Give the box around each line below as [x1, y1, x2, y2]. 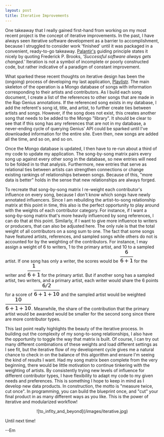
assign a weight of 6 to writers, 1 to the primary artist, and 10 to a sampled [5, 244, 154, 250]
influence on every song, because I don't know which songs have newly [5, 192, 151, 198]
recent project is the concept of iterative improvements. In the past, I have [5, 32, 154, 38]
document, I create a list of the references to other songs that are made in [5, 94, 154, 100]
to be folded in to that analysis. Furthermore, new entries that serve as [5, 161, 147, 167]
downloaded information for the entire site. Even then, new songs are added [5, 131, 159, 137]
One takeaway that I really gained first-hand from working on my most [5, 27, 147, 33]
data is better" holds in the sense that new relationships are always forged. [5, 177, 156, 183]
